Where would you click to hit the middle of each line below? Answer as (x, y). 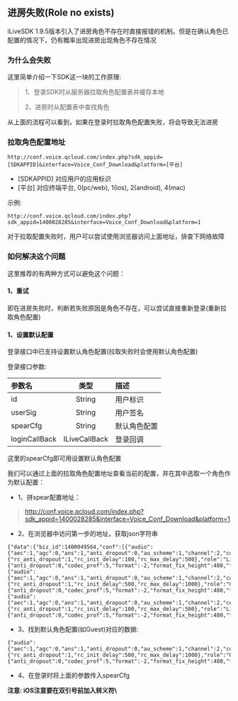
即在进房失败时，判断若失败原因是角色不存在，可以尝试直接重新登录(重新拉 (117, 308)
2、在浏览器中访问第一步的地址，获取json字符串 (87, 534)
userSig (24, 413)
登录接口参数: (27, 366)
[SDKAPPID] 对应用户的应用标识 (64, 179)
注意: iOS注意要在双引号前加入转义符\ (62, 690)
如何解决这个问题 (36, 257)
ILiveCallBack (86, 439)
